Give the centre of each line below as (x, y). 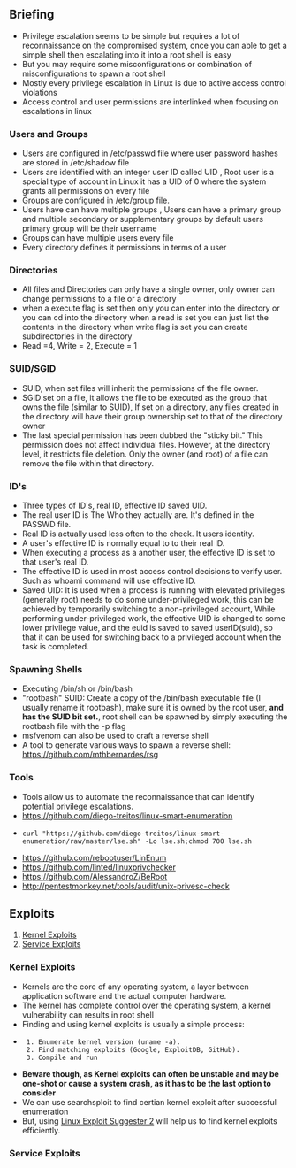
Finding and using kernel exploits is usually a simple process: (133, 1024)
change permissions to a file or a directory (99, 299)
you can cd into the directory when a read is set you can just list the (145, 318)
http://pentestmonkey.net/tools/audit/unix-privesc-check (125, 886)
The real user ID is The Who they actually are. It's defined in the (138, 515)
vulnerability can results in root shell (88, 1014)
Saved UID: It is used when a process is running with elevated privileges (153, 590)
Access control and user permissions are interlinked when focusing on (150, 102)
